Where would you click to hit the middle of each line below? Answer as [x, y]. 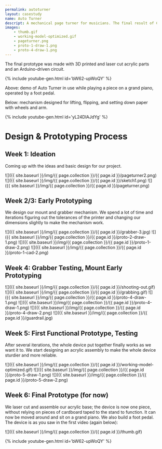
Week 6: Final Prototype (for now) [57, 395]
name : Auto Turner [23, 18]
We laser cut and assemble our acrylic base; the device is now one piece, [78, 407]
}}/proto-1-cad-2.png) [27, 253]
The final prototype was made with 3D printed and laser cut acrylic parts [77, 64]
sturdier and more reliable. [31, 355]
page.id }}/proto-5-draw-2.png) [37, 380]
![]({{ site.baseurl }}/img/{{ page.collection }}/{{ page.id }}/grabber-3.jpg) [78, 232]
